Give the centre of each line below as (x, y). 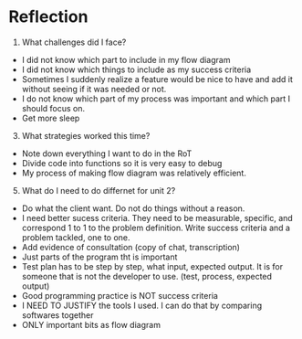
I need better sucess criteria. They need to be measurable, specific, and (157, 217)
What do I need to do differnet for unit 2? (99, 190)
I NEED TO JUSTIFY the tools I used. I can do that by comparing (142, 305)
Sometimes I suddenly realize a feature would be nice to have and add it (157, 79)
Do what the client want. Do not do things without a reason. (133, 208)
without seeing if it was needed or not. (94, 89)
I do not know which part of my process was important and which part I (156, 99)
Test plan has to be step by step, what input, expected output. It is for (152, 266)
